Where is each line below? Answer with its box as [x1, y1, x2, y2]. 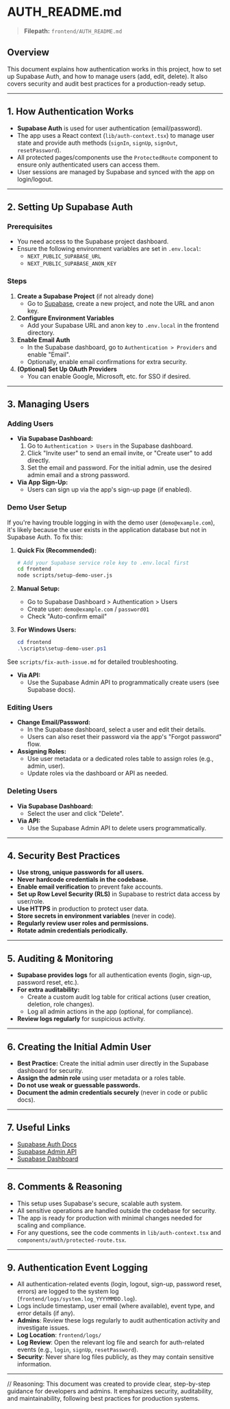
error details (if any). [16, 1309, 75, 1317]
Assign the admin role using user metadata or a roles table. [16, 1074, 186, 1082]
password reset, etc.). [16, 978, 79, 987]
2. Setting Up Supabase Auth [7, 201, 133, 213]
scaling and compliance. [16, 1221, 86, 1229]
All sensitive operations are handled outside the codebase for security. [16, 1206, 217, 1214]
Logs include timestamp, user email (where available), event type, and [16, 1302, 215, 1310]
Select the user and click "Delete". [27, 809, 124, 817]
